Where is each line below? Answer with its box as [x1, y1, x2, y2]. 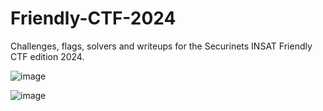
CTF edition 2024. [10, 50, 85, 62]
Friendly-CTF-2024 [10, 7, 177, 30]
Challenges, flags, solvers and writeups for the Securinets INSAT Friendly [10, 40, 313, 52]
